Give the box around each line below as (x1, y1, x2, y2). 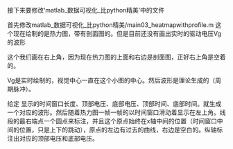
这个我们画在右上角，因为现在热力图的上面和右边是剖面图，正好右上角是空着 (7, 53, 226, 61)
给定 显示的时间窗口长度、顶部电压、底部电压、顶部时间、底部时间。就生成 (7, 100, 222, 107)
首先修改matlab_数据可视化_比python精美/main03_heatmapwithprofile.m (7, 21, 214, 29)
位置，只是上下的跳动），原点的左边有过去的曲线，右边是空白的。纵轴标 (19, 125, 223, 134)
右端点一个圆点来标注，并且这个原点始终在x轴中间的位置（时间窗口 (25, 117, 217, 125)
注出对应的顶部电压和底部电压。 (7, 134, 98, 142)
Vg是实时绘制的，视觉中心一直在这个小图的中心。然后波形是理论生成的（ (7, 76, 216, 85)
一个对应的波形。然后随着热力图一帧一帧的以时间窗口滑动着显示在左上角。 (7, 108, 220, 116)
